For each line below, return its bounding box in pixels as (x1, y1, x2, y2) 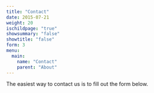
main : (11, 53, 26, 59)
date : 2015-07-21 (6, 14, 50, 20)
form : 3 (6, 42, 26, 48)
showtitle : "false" (6, 36, 55, 42)
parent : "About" (17, 64, 58, 70)
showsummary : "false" (6, 31, 60, 37)
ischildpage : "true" (6, 25, 58, 32)
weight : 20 (6, 20, 33, 26)
